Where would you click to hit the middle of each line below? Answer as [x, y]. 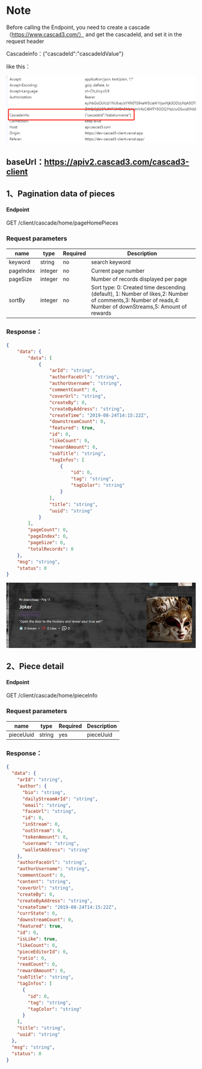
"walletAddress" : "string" [56, 850]
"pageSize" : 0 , [47, 543]
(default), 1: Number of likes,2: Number [140, 294]
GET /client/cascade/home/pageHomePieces [62, 223]
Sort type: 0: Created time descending [138, 287]
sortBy [17, 300]
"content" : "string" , [44, 882]
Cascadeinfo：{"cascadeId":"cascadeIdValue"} [65, 53]
